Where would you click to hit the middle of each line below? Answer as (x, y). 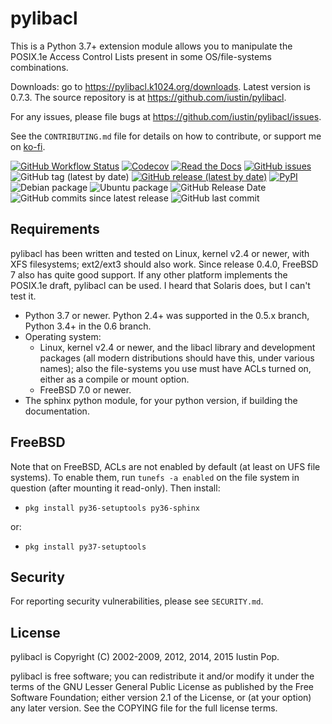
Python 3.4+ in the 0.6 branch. (88, 326)
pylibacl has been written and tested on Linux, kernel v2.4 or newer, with (160, 253)
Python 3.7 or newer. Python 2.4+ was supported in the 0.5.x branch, (167, 315)
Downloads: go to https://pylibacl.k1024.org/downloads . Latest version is (160, 86)
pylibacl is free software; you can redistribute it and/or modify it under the (162, 676)
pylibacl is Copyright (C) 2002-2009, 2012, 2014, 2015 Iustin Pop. (145, 657)
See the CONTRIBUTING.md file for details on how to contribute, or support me (166, 136)
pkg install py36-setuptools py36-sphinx (112, 508)
